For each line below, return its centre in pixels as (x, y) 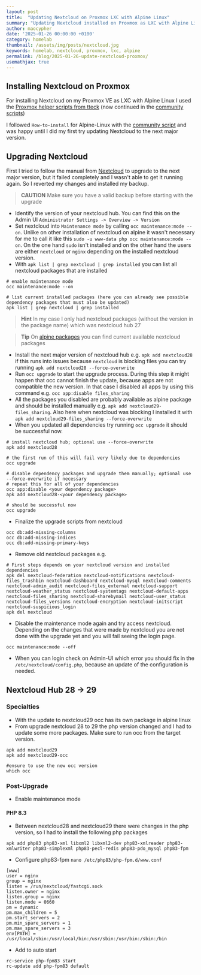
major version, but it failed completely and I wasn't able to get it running (95, 177)
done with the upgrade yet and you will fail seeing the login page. (95, 636)
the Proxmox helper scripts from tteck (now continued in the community (95, 107)
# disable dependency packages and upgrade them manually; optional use (99, 474)
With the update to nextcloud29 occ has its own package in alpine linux (103, 720)
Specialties (23, 707)
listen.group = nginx (33, 897)
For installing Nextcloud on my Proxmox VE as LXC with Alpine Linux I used (99, 101)
